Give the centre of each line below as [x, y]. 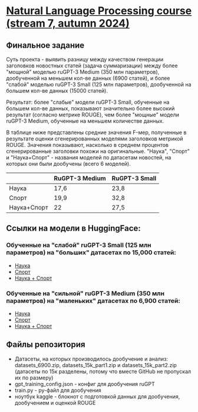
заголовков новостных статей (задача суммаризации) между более [92, 66]
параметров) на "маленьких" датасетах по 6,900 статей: [93, 300]
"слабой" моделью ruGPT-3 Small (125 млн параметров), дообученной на [99, 84]
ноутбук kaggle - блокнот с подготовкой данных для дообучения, [97, 396]
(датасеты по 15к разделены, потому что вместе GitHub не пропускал [103, 371]
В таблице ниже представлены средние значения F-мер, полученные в [96, 132]
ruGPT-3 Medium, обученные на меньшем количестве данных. [85, 121]
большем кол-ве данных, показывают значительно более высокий [90, 108]
